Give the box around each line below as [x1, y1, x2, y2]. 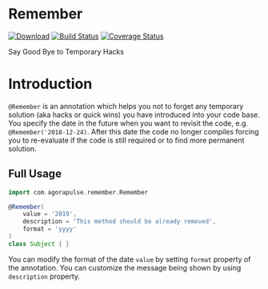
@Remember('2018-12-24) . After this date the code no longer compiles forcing [8, 126, 259, 136]
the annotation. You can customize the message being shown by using [8, 263, 242, 272]
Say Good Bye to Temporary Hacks [8, 46, 124, 56]
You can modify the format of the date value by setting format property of [8, 254, 251, 264]
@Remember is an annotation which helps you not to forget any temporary [8, 101, 244, 110]
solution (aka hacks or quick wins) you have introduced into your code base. [8, 110, 260, 119]
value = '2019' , [22, 210, 78, 219]
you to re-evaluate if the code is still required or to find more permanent [8, 135, 245, 145]
